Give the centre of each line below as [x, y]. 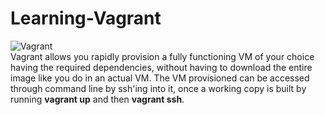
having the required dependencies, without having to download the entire [161, 67]
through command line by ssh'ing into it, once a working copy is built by [158, 88]
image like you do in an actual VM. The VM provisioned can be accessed [160, 78]
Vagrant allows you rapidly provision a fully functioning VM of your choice [162, 56]
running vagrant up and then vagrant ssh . [97, 99]
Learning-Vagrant [86, 18]
